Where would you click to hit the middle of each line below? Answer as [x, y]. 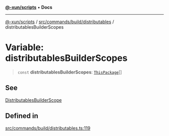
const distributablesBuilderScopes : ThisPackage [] [70, 72]
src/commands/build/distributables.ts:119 [48, 128]
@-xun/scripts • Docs [29, 7]
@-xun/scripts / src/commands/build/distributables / [60, 22]
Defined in [22, 116]
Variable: [25, 48]
